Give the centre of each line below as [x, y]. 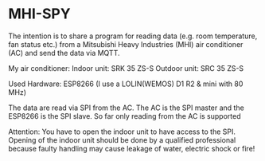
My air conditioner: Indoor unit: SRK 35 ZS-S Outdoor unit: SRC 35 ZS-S [126, 68]
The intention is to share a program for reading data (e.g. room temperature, [133, 36]
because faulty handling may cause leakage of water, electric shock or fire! [132, 148]
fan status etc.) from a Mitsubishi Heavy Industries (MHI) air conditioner [126, 44]
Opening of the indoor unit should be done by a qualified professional [122, 139]
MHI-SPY [39, 14]
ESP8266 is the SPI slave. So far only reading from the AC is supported [125, 116]
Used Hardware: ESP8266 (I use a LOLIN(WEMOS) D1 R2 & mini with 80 [126, 84]
